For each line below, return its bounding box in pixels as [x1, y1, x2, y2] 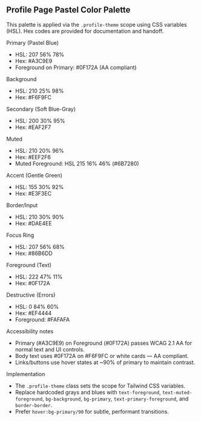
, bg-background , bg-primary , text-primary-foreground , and [42, 395, 189, 402]
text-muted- [162, 390, 193, 396]
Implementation [6, 370, 45, 377]
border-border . [15, 401, 53, 408]
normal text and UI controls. [15, 345, 85, 353]
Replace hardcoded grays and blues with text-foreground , [15, 388, 162, 396]
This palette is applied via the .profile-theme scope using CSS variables [6, 21, 187, 28]
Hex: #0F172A [15, 279, 50, 287]
